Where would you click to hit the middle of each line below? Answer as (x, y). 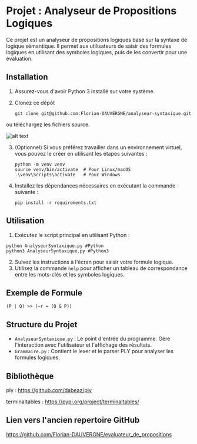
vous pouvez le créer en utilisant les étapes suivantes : (81, 153)
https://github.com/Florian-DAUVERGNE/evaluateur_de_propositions (89, 434)
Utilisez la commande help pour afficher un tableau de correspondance (101, 268)
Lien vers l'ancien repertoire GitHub (73, 420)
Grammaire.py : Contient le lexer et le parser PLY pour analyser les (94, 351)
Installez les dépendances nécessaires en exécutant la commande (95, 185)
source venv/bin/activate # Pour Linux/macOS (73, 169)
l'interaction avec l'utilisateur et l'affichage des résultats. (83, 345)
